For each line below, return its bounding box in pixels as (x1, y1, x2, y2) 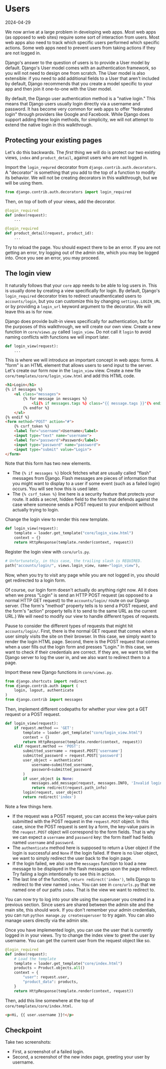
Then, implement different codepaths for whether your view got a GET (5, 706, 148, 712)
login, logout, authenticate (14, 688, 74, 693)
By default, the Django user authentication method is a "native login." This (5, 95, 156, 102)
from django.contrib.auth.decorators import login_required (5, 189, 132, 195)
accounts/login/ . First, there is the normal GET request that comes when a (5, 628, 157, 634)
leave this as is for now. (5, 308, 53, 314)
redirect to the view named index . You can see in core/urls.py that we (12, 881, 156, 887)
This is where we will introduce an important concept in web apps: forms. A (5, 357, 159, 363)
